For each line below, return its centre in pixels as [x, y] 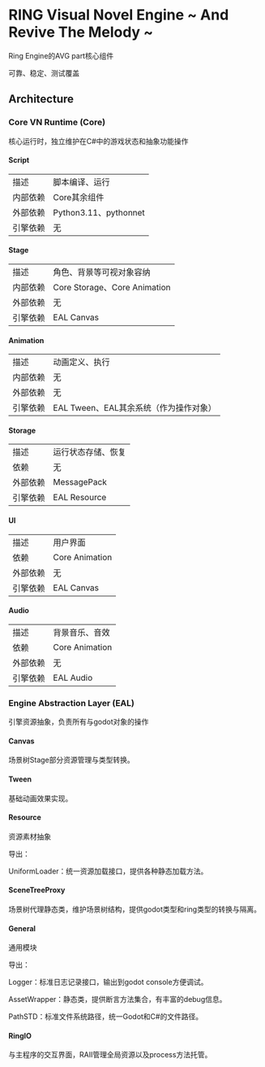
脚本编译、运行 [82, 182]
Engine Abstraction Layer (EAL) [72, 703]
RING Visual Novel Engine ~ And [119, 15]
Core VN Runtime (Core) [57, 122]
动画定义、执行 [82, 362]
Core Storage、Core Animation [112, 288]
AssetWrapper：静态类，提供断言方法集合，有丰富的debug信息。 [118, 999]
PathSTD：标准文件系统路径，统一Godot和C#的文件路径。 [106, 1017]
